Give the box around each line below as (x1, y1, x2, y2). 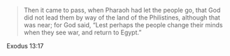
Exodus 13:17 (6, 42, 44, 50)
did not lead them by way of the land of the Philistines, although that (23, 13, 221, 22)
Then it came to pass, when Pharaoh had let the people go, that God (23, 6, 221, 14)
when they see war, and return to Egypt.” (23, 28, 142, 36)
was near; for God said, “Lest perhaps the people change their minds (23, 21, 223, 29)
